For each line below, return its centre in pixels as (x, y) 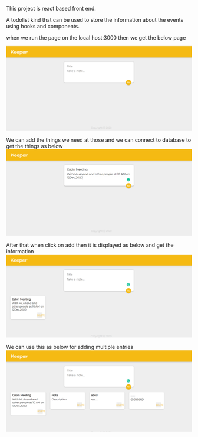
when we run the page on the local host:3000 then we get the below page (96, 37)
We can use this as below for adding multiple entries (70, 347)
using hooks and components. (43, 26)
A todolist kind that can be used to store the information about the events (95, 20)
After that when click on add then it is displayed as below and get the (90, 245)
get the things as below (34, 146)
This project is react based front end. (51, 9)
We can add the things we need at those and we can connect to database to (99, 140)
